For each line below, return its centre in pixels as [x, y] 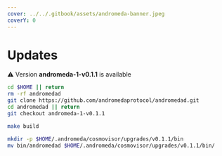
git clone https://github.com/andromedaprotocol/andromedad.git [103, 100]
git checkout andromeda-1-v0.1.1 [56, 113]
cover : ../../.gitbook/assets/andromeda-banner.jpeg [86, 14]
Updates [33, 55]
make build [23, 126]
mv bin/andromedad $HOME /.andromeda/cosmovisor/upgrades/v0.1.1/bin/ [111, 145]
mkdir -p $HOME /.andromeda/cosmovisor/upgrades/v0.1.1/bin [96, 139]
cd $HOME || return [36, 87]
